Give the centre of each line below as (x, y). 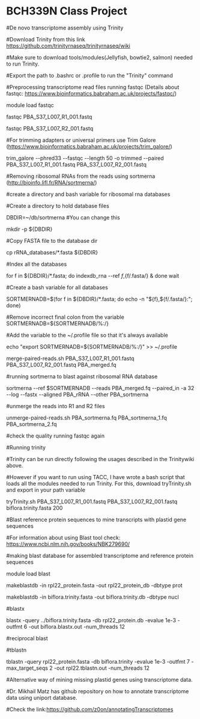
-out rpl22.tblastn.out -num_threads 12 (102, 668)
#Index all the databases (37, 264)
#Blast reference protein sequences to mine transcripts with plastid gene (96, 519)
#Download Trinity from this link (46, 39)
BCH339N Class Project (67, 11)
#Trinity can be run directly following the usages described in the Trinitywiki (100, 459)
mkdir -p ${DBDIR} (29, 229)
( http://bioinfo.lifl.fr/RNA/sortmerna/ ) (52, 182)
